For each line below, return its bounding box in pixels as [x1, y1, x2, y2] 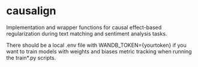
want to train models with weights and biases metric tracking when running [6, 47, 192, 55]
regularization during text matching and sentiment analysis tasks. [6, 30, 167, 37]
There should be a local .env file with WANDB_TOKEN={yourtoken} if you [6, 42, 187, 49]
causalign [6, 4, 56, 18]
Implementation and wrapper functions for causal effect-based [6, 24, 162, 31]
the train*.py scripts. [6, 54, 56, 61]
